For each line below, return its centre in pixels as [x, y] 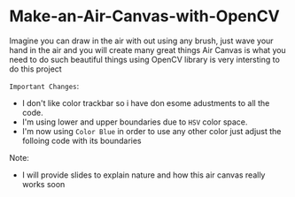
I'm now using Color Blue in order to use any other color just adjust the [151, 131]
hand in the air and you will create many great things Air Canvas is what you [147, 49]
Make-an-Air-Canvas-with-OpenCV [145, 16]
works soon [43, 184]
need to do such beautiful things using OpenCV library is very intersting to [145, 59]
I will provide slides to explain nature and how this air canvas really [144, 175]
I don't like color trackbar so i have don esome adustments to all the [146, 102]
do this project [35, 69]
